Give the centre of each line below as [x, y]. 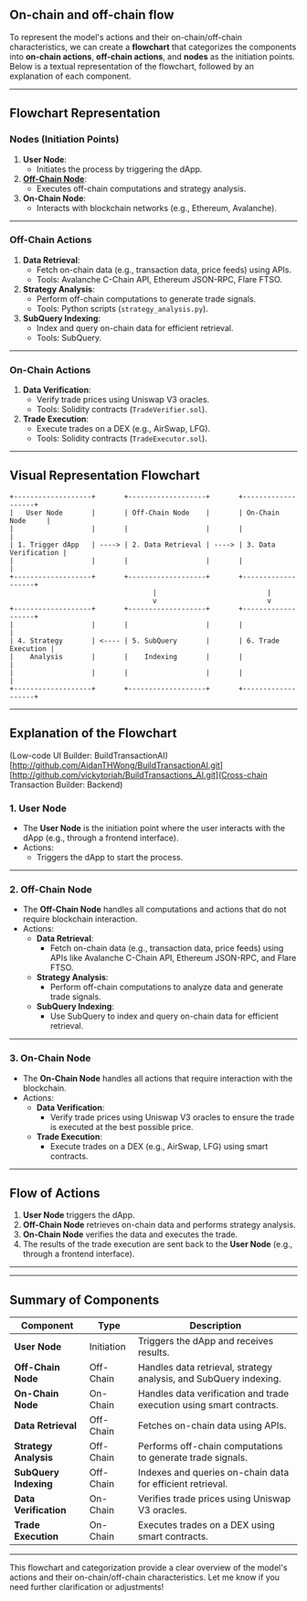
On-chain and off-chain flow [92, 15]
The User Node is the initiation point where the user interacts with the [154, 828]
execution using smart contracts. [208, 1405]
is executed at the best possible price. [122, 1126]
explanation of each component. [70, 76]
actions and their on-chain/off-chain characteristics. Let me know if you [145, 1577]
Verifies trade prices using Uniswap [214, 1499]
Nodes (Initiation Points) [64, 139]
